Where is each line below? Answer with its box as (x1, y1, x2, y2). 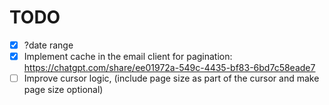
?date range (23, 39, 74, 51)
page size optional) (23, 84, 104, 96)
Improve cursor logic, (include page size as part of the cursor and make (23, 72, 320, 85)
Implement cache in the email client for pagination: (23, 51, 233, 62)
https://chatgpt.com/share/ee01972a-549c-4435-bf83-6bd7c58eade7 (23, 62, 316, 74)
